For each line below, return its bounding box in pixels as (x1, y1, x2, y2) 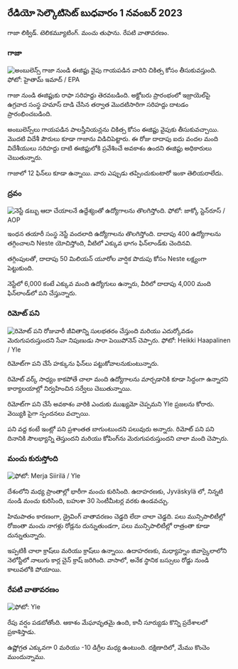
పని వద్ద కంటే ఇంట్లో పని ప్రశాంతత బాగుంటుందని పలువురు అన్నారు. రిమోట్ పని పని (7, 424, 215, 433)
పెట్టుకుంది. (7, 264, 34, 272)
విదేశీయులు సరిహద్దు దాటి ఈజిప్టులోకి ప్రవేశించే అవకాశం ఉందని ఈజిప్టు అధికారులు (7, 144, 212, 153)
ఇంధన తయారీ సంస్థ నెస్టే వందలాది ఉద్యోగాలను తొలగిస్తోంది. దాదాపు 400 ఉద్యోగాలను (7, 230, 222, 238)
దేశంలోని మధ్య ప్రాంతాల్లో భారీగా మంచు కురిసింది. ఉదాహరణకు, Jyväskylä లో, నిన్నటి (7, 487, 224, 496)
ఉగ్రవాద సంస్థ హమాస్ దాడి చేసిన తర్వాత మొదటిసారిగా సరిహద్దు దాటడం (7, 101, 189, 109)
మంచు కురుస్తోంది (7, 454, 58, 464)
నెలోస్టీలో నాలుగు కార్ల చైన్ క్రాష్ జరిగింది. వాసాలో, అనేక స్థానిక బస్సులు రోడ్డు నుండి (7, 556, 210, 564)
